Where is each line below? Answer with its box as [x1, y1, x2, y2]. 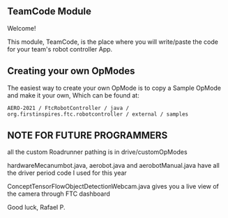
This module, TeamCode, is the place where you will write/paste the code [7, 38, 218, 46]
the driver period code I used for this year [7, 169, 127, 177]
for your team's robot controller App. [7, 45, 113, 53]
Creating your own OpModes [7, 65, 135, 77]
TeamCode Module [7, 6, 92, 17]
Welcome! [7, 24, 36, 32]
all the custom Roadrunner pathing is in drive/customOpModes [7, 148, 188, 156]
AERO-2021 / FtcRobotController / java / [7, 104, 130, 111]
